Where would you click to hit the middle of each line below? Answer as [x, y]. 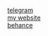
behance [20, 25]
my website [24, 18]
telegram [20, 10]
